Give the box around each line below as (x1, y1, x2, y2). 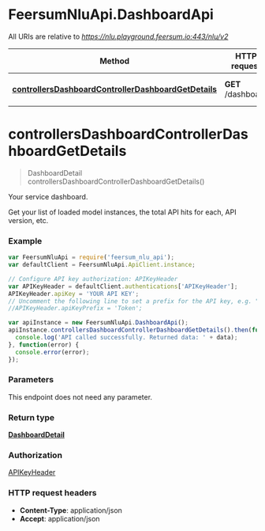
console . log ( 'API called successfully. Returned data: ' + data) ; (15, 334, 238, 342)
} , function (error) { (8, 340, 80, 349)
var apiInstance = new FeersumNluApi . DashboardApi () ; (8, 319, 189, 327)
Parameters (8, 374, 54, 385)
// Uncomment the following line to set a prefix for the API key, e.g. (8, 297, 252, 305)
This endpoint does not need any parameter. (8, 392, 152, 401)
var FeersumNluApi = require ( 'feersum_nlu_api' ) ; (8, 253, 175, 262)
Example (8, 235, 43, 246)
